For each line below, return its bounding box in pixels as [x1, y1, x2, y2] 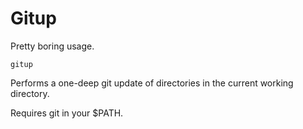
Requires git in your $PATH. [10, 107, 124, 119]
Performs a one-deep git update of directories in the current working [10, 77, 294, 89]
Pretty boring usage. [10, 40, 95, 52]
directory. [10, 87, 50, 99]
